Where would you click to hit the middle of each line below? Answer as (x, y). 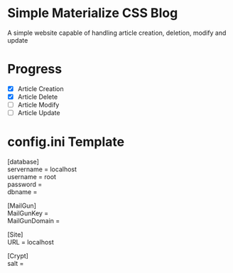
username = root (32, 177)
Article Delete (38, 97)
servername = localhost (42, 169)
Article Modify (38, 105)
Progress (35, 69)
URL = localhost (31, 242)
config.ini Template (66, 142)
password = (25, 184)
